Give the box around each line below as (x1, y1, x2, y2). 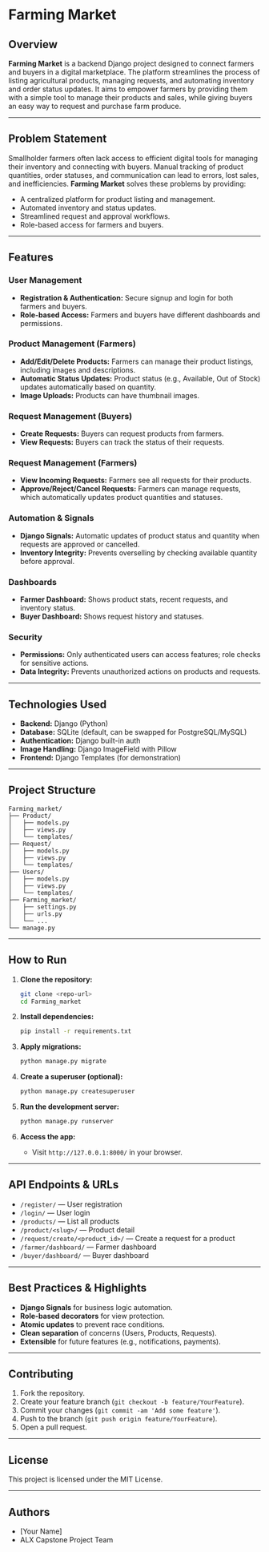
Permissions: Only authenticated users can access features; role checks (19, 650, 261, 659)
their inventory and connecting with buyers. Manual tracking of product (8, 162, 244, 171)
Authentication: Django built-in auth (19, 736, 141, 746)
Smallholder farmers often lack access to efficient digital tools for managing (8, 153, 259, 163)
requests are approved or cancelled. (19, 539, 140, 549)
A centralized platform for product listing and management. (19, 194, 216, 204)
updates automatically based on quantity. (19, 382, 157, 392)
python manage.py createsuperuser (19, 1087, 135, 1095)
